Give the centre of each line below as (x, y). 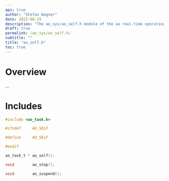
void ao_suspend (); (33, 173)
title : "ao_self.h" (26, 43)
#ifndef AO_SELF (27, 128)
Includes (24, 106)
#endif (12, 147)
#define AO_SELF (27, 138)
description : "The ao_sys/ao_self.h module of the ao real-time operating (85, 24)
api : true (16, 10)
